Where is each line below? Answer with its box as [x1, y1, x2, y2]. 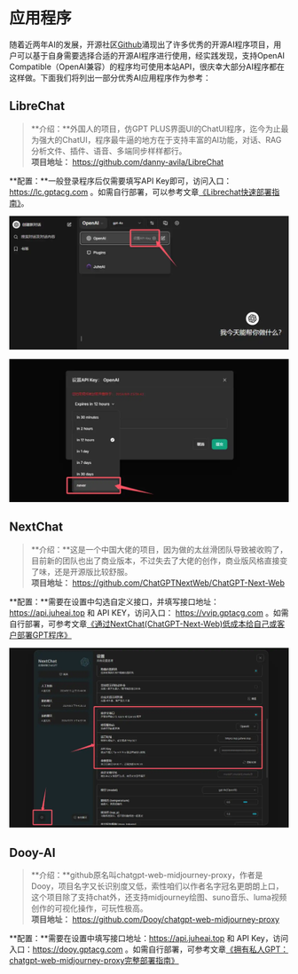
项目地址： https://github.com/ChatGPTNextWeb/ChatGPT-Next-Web [30, 577, 286, 588]
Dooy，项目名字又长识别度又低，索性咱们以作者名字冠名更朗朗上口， [30, 881, 284, 892]
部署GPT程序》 [16, 629, 73, 640]
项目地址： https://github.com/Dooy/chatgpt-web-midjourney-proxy [30, 915, 280, 925]
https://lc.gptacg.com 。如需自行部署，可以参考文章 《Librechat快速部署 [9, 186, 272, 197]
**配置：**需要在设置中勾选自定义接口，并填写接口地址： [9, 596, 220, 607]
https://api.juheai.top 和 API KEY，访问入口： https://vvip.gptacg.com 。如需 [9, 607, 289, 617]
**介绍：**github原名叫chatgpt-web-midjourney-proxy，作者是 [30, 870, 263, 881]
